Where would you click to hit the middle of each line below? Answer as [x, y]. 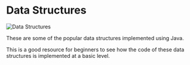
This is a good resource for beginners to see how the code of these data [95, 49]
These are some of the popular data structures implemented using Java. [95, 38]
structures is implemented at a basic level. [58, 56]
